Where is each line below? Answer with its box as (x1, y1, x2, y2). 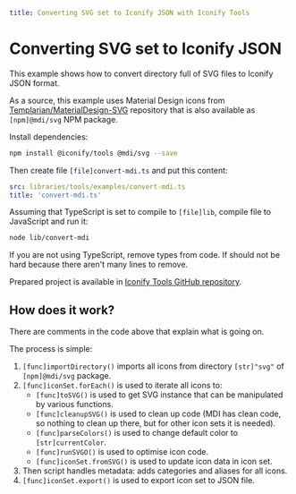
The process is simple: (9, 344, 93, 354)
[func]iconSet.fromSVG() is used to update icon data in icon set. (35, 456, 273, 467)
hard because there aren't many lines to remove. (9, 260, 189, 270)
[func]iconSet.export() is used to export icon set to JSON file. (21, 475, 255, 486)
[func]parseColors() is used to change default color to (35, 428, 239, 439)
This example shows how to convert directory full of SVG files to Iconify (9, 68, 274, 79)
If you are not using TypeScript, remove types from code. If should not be (9, 250, 280, 260)
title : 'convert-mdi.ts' (9, 191, 102, 200)
